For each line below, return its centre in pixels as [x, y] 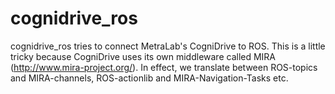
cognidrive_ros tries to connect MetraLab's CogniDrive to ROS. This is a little [168, 46]
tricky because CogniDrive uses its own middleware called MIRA [143, 56]
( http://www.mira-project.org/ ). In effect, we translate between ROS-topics [164, 67]
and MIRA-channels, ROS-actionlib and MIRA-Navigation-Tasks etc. [149, 78]
